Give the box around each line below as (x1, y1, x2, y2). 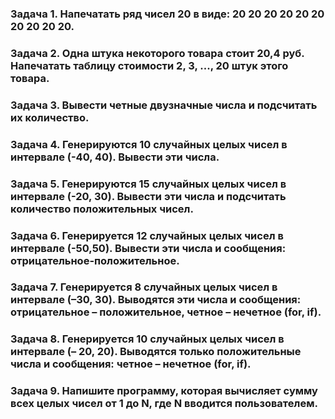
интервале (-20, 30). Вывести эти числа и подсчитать (10, 189, 287, 203)
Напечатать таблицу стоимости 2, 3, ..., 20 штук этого (10, 58, 289, 72)
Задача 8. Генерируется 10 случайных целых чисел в (10, 332, 285, 346)
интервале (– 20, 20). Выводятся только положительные (10, 345, 302, 359)
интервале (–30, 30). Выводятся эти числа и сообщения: (10, 293, 302, 307)
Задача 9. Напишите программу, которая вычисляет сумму (10, 384, 318, 398)
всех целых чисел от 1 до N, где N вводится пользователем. (10, 397, 318, 411)
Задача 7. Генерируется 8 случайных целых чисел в (10, 280, 278, 294)
